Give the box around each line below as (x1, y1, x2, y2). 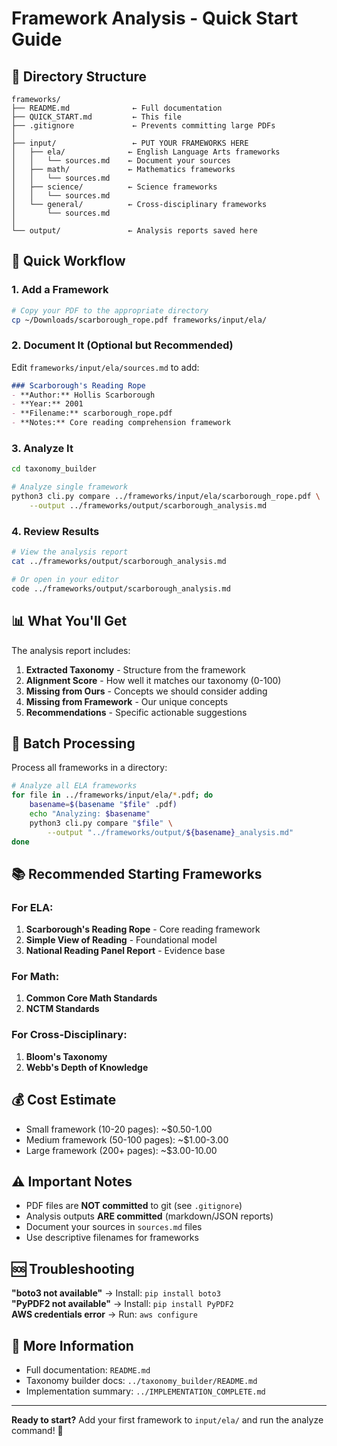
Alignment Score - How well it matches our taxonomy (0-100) (25, 674, 282, 686)
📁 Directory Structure (11, 68, 148, 85)
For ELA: (11, 900, 54, 914)
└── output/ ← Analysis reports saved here (11, 226, 258, 236)
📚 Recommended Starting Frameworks (11, 865, 263, 882)
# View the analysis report (11, 547, 129, 557)
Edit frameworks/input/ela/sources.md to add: (11, 361, 200, 373)
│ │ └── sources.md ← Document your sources (11, 156, 231, 166)
